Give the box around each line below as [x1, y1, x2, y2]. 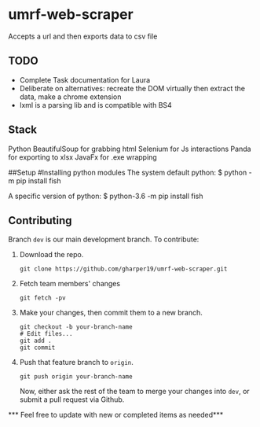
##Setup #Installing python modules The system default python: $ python [8, 167, 247, 177]
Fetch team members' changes [19, 279, 120, 289]
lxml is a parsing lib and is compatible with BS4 [19, 100, 173, 109]
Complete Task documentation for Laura [19, 75, 151, 84]
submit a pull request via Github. [19, 395, 125, 404]
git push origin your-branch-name [19, 373, 133, 381]
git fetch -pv [19, 294, 66, 302]
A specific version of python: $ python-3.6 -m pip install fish [8, 191, 203, 201]
